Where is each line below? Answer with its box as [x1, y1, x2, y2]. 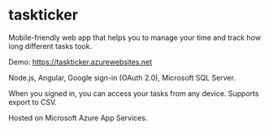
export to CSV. [8, 97, 57, 107]
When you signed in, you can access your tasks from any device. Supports [8, 88, 259, 98]
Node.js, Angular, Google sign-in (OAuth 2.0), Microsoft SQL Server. [8, 72, 236, 82]
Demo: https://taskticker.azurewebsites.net [8, 57, 153, 67]
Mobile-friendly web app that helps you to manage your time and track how [8, 33, 262, 42]
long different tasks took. [8, 41, 92, 50]
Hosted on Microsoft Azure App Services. [8, 112, 148, 123]
